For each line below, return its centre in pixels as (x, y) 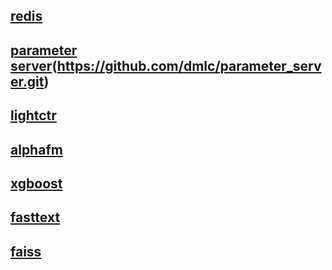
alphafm (36, 149)
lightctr (33, 115)
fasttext (35, 217)
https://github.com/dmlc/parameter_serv (189, 65)
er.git (27, 81)
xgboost (36, 183)
